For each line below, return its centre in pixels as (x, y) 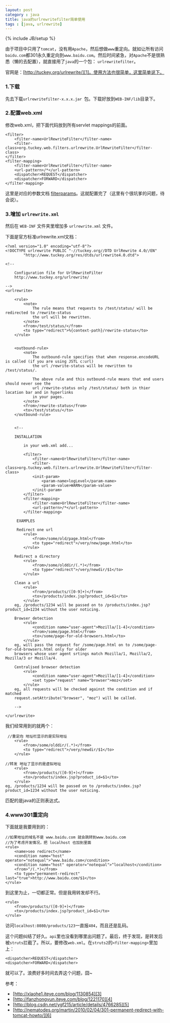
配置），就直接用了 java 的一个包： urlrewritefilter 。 (83, 62)
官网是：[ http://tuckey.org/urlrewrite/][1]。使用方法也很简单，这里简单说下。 (85, 72)
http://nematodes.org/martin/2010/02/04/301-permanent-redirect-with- (89, 1010)
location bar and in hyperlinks (39, 393)
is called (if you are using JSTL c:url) (50, 362)
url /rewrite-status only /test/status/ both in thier (91, 388)
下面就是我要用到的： (27, 827)
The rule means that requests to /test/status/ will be (92, 309)
